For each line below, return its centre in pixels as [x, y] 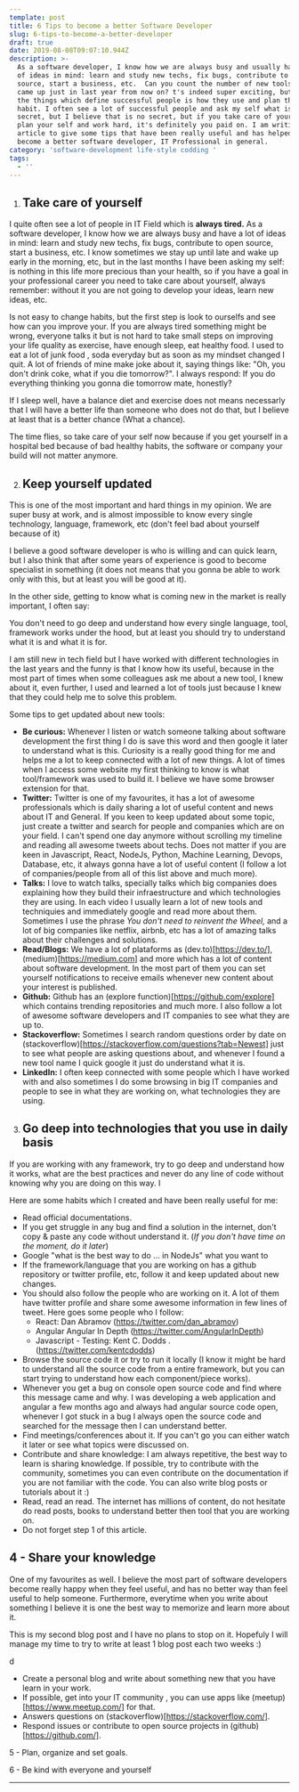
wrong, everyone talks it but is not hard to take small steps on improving [141, 336]
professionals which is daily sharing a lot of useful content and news [148, 807]
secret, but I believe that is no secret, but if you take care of [145, 117]
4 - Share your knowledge [83, 1558]
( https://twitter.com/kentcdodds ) [95, 1349]
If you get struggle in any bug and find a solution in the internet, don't [149, 1226]
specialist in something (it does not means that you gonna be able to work [145, 570]
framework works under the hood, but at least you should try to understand [147, 632]
